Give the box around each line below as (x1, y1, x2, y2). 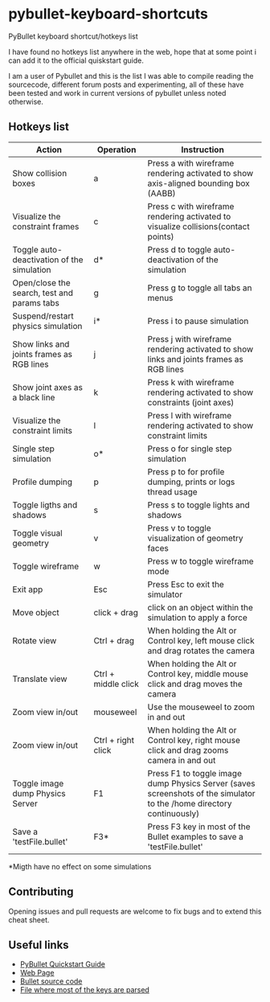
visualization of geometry (147, 532, 243, 544)
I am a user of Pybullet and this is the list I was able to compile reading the (8, 71, 255, 80)
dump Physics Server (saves (147, 778, 256, 789)
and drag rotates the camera (147, 645, 256, 656)
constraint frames (12, 220, 80, 232)
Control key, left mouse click (147, 634, 255, 646)
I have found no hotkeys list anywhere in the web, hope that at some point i (8, 47, 257, 56)
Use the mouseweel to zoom (147, 701, 256, 712)
